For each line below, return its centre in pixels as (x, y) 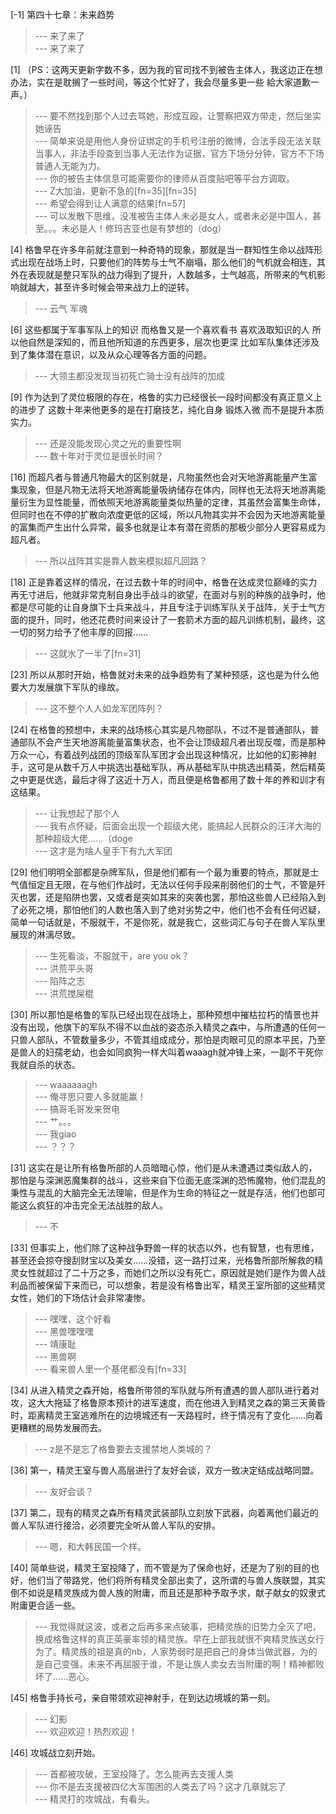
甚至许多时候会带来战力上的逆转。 (124, 287)
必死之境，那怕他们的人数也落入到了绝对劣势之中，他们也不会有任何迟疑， (172, 909)
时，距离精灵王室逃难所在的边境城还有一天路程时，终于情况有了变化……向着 (167, 1415)
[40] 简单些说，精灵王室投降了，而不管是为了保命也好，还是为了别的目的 (161, 1567)
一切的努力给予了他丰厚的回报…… (79, 632)
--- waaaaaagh (66, 1084)
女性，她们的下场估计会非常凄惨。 (80, 1297)
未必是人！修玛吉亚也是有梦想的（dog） (144, 228)
